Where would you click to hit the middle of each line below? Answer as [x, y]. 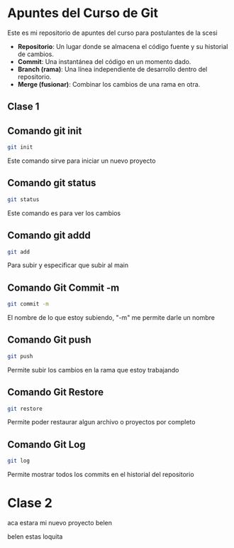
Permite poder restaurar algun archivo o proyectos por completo [101, 422]
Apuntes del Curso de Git [83, 13]
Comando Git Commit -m [63, 288]
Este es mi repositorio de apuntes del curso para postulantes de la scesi [112, 33]
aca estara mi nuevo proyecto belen [60, 523]
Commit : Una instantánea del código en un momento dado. [104, 61]
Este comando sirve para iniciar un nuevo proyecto [82, 161]
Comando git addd [49, 236]
